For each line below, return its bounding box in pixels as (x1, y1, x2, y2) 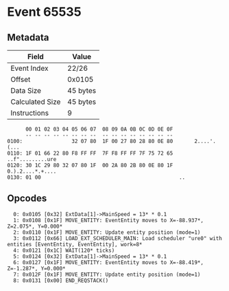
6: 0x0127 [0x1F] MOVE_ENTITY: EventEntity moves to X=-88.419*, (13, 259, 204, 266)
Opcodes (7, 193, 47, 204)
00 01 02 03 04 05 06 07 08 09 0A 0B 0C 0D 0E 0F (25, 126, 173, 133)
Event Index (10, 63, 49, 73)
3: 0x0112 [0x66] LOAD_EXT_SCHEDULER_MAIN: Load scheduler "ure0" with (13, 235, 223, 241)
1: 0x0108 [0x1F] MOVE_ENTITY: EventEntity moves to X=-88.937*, (13, 217, 204, 224)
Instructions (10, 108, 49, 118)
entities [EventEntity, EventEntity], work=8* (7, 241, 143, 248)
